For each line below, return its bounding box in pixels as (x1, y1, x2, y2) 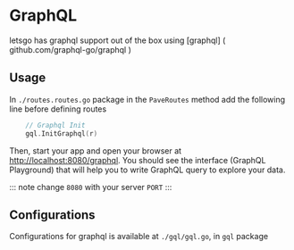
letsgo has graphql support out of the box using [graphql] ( (9, 35, 226, 46)
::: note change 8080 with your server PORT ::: (9, 181, 172, 192)
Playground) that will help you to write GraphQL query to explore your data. (9, 164, 286, 175)
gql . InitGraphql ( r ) (25, 129, 98, 138)
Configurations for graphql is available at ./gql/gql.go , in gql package (9, 231, 269, 242)
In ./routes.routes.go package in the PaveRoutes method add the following (9, 94, 286, 104)
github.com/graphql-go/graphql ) (9, 44, 131, 54)
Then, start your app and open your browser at (9, 145, 181, 156)
